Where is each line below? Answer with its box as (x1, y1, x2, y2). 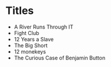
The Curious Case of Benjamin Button (14, 54, 106, 61)
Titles (5, 4, 34, 17)
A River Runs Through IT (14, 23, 74, 30)
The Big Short (14, 42, 48, 49)
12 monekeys (14, 48, 46, 55)
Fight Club (14, 29, 39, 36)
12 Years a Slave (14, 36, 54, 43)
